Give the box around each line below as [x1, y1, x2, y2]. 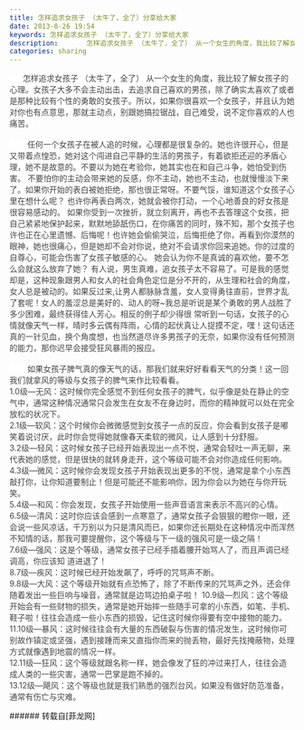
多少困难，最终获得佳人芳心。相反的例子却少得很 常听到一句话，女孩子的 [9, 308, 281, 319]
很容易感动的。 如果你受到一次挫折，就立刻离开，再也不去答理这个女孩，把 [9, 207, 290, 218]
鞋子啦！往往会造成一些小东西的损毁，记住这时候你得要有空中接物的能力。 [9, 612, 287, 623]
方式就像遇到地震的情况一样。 [9, 646, 120, 657]
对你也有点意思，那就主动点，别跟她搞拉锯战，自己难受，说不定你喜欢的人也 [9, 107, 295, 118]
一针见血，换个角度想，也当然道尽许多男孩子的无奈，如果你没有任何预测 [24, 331, 295, 342]
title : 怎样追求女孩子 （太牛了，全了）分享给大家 [9, 13, 177, 23]
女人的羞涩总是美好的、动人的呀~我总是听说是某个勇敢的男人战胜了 [40, 298, 292, 308]
